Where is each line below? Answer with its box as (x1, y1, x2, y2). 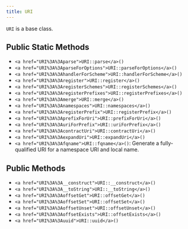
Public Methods (6, 163, 66, 173)
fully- (160, 140, 174, 147)
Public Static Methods (6, 42, 90, 52)
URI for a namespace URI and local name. (37, 146, 139, 153)
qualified (14, 146, 37, 153)
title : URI (6, 8, 33, 15)
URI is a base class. (6, 25, 53, 32)
